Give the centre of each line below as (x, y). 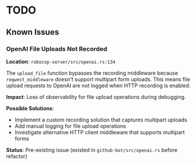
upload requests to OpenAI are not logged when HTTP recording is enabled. (98, 85)
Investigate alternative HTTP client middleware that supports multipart (100, 132)
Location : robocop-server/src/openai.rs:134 (61, 61)
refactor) (17, 156)
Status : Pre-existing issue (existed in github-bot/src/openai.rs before (92, 150)
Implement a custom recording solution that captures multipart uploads (101, 120)
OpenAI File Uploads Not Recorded (57, 49)
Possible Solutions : (30, 108)
